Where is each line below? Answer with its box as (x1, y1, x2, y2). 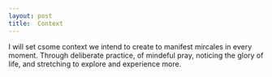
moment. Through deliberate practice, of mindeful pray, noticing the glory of (8, 50, 264, 60)
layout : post (8, 11, 53, 20)
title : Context (8, 19, 63, 28)
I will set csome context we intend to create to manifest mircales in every (8, 41, 253, 51)
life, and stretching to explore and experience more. (8, 58, 182, 69)
